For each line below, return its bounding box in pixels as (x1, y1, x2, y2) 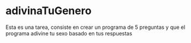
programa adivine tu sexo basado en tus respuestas (5, 29, 133, 37)
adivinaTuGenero (5, 4, 92, 18)
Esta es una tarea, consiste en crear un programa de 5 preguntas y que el (5, 24, 186, 31)
